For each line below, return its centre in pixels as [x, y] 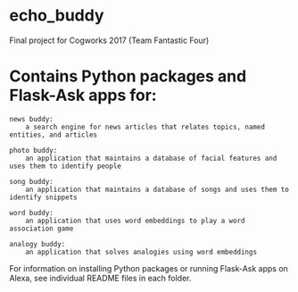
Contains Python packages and [128, 76]
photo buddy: [33, 150]
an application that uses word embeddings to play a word [135, 221]
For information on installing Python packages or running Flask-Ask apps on [149, 268]
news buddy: [31, 119]
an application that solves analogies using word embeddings [141, 252]
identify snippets [43, 197]
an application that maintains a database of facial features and [151, 158]
